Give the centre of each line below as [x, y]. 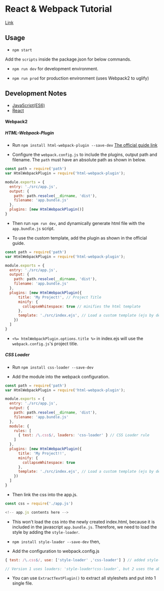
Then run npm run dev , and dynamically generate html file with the [78, 223]
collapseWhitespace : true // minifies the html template [82, 306]
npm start [22, 50]
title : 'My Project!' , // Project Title [60, 297]
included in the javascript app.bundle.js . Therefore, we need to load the [84, 527]
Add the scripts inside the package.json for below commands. [68, 59]
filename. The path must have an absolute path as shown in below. [79, 160]
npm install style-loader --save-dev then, [56, 542]
